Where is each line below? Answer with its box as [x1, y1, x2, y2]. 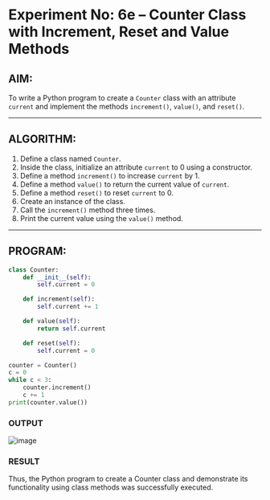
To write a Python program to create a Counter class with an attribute [8, 93, 236, 102]
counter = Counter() [8, 361, 78, 369]
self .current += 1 [37, 303, 99, 311]
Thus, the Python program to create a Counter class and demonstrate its [8, 474, 248, 484]
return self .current [37, 324, 106, 333]
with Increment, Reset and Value [8, 23, 230, 41]
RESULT [8, 456, 40, 467]
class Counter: [8, 265, 59, 274]
